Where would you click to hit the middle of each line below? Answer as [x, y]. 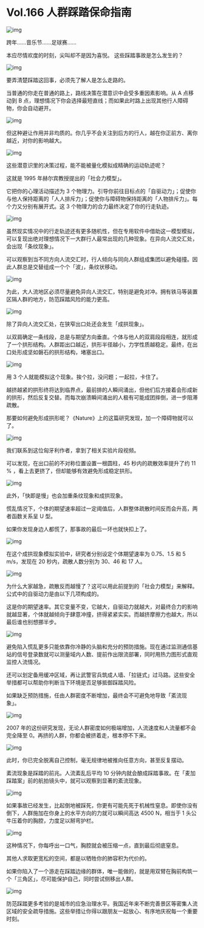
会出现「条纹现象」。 [32, 246]
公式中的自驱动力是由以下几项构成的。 [54, 594]
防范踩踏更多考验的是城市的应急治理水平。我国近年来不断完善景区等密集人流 [102, 903]
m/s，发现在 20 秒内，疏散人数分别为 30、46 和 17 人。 [76, 561]
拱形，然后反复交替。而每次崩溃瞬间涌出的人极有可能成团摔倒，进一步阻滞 [104, 397]
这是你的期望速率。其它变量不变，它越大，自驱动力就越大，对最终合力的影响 [102, 606]
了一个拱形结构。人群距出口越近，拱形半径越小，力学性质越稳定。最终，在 [99, 344]
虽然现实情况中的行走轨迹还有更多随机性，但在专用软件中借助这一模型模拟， [102, 231]
